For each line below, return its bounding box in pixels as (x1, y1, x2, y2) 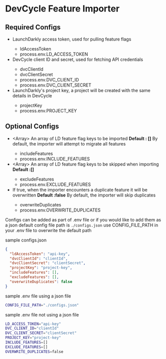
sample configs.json (5, 237, 47, 243)
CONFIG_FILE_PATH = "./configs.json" (5, 302, 79, 307)
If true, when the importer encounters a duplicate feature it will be (12, 186, 148, 192)
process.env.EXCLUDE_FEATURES (19, 181, 91, 187)
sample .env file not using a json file (5, 311, 79, 317)
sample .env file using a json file (5, 293, 71, 299)
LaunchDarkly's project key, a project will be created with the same (12, 87, 151, 93)
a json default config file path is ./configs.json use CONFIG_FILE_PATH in (5, 222, 159, 228)
